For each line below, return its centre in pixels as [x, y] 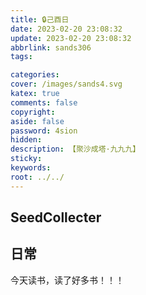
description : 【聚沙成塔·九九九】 [75, 149]
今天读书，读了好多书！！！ [67, 280]
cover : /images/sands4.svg [66, 84]
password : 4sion [44, 131]
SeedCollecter [56, 217]
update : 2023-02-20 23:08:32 [71, 38]
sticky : [26, 159]
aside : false [37, 121]
